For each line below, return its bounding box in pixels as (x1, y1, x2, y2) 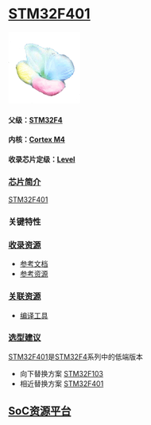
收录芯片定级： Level (8, 154, 75, 164)
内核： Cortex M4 (8, 135, 65, 144)
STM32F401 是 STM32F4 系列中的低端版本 (8, 352, 143, 361)
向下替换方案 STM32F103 (19, 368, 103, 378)
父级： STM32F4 (8, 115, 63, 124)
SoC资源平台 (8, 404, 72, 418)
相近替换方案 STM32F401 (19, 379, 104, 388)
